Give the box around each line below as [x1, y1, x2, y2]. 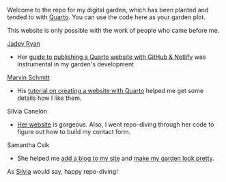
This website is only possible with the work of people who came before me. [7, 27, 220, 34]
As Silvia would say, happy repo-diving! [7, 168, 118, 175]
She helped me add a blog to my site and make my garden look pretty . [16, 154, 215, 162]
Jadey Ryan [7, 40, 41, 47]
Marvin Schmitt [7, 73, 50, 81]
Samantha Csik [7, 141, 50, 149]
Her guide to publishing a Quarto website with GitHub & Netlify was [16, 53, 206, 61]
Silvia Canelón [7, 107, 48, 115]
